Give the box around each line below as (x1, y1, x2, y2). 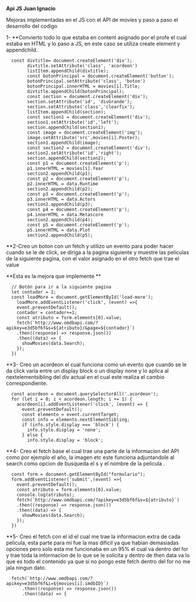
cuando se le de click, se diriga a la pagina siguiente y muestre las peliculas (6, 249, 190, 256)
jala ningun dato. (6, 564, 46, 571)
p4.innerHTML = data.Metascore (27, 212, 104, 218)
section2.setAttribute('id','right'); (27, 150, 122, 156)
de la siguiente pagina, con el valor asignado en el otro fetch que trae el (6, 255, 180, 262)
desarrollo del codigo (6, 23, 58, 29)
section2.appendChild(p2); (27, 186, 93, 192)
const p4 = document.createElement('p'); (27, 207, 130, 212)
